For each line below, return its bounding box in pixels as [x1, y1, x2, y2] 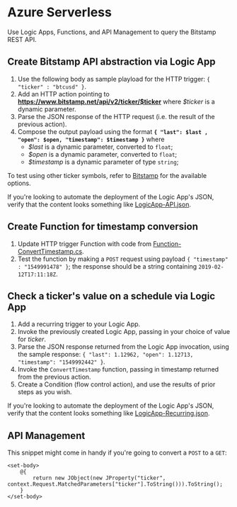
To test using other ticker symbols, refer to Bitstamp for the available [7, 171, 207, 179]
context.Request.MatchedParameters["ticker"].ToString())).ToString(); [7, 481, 223, 488]
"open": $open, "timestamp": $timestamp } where [17, 135, 165, 143]
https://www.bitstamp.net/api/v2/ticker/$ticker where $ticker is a [17, 97, 216, 106]
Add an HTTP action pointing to [17, 89, 110, 98]
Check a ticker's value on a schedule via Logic [7, 290, 216, 302]
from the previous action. [17, 373, 91, 381]
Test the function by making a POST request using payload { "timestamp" [17, 255, 229, 263]
